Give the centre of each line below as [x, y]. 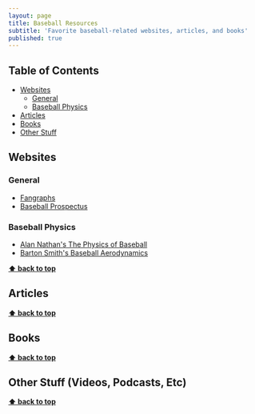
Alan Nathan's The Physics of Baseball [84, 244]
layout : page [30, 16]
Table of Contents [54, 70]
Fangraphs [38, 198]
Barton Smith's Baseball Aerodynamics [84, 253]
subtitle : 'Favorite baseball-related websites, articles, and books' [128, 30]
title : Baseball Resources [53, 23]
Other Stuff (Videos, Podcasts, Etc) [98, 382]
